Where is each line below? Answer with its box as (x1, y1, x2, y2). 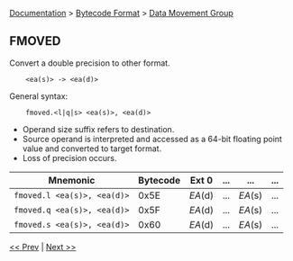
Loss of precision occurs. (22, 152, 117, 163)
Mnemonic (48, 174, 96, 186)
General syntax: (9, 90, 69, 102)
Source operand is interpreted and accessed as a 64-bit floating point (22, 133, 282, 144)
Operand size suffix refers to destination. (22, 123, 175, 134)
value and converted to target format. (22, 143, 162, 154)
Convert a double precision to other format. (9, 58, 170, 68)
